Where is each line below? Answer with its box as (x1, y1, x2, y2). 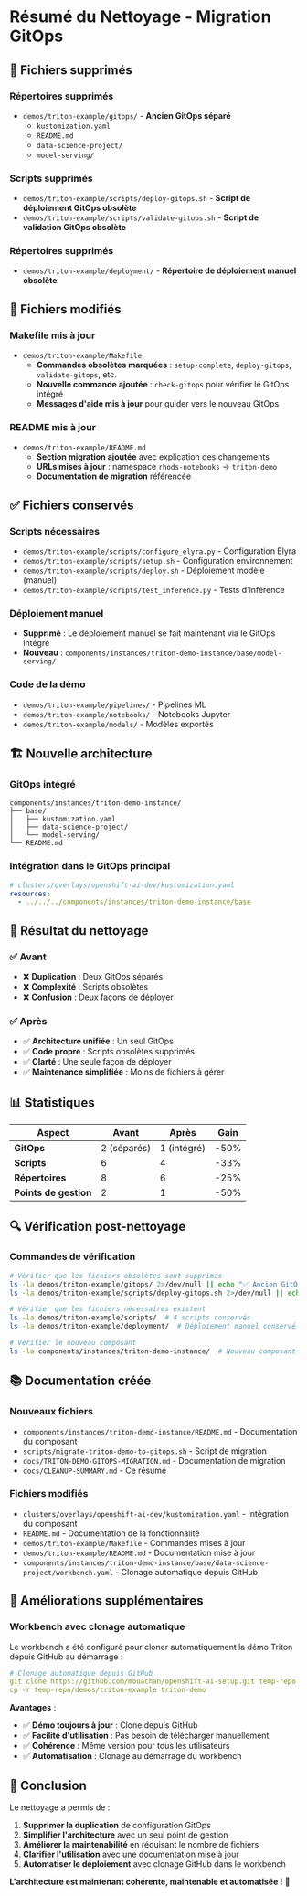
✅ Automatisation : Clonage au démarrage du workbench (22, 1751, 242, 1762)
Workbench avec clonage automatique (9, 1620, 185, 1633)
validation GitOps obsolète (22, 222, 126, 233)
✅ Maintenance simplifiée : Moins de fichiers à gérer (22, 1066, 225, 1077)
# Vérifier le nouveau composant (9, 1339, 137, 1348)
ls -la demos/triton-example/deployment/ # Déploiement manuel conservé (9, 1322, 297, 1331)
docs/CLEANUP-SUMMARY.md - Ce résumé (22, 1465, 167, 1476)
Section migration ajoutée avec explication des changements (36, 451, 270, 462)
